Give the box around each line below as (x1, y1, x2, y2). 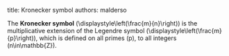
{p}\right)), (7, 34, 38, 42)
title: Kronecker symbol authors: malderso (7, 6, 127, 14)
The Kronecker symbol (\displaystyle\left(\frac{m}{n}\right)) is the (7, 19, 198, 27)
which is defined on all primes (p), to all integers (39, 34, 177, 42)
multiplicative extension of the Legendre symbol (7, 27, 145, 35)
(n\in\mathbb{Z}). (7, 41, 57, 49)
